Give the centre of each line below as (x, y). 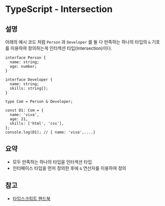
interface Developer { (29, 80)
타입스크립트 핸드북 (31, 198)
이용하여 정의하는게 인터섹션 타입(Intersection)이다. (61, 48)
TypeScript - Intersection (59, 9)
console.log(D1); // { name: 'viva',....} (50, 132)
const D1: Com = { (24, 110)
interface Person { (26, 58)
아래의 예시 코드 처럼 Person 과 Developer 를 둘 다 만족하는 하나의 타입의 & (78, 42)
